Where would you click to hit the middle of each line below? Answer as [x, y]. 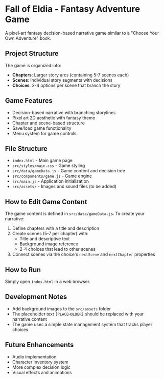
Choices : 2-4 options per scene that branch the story [66, 85]
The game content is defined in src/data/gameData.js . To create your [75, 213]
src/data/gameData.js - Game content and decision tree [69, 171]
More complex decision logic [41, 367]
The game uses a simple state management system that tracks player [82, 324]
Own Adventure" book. [28, 38]
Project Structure [32, 54]
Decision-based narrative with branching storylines [64, 112]
